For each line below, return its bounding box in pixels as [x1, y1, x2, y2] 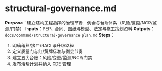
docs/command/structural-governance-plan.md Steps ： [5, 32, 115, 38]
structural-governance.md [5, 3, 117, 14]
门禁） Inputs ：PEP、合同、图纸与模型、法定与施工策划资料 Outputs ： [11, 25, 155, 32]
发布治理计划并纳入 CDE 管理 [12, 61, 71, 67]
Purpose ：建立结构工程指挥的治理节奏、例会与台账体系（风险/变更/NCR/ [5, 20, 153, 25]
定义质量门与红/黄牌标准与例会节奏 [12, 48, 83, 54]
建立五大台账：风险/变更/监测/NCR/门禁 [12, 54, 92, 60]
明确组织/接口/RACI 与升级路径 [12, 42, 75, 48]
